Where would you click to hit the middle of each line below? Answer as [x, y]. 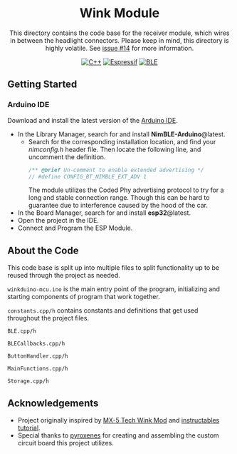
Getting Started [42, 85]
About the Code [43, 250]
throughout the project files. [48, 318]
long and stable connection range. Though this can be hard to [119, 198]
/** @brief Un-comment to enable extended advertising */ [116, 170]
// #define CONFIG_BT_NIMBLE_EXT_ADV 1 [88, 176]
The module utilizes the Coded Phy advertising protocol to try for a [126, 190]
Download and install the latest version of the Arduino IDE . [93, 120]
